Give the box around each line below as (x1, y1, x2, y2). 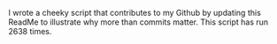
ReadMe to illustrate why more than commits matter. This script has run (8, 17, 269, 27)
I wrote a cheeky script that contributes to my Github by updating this (8, 8, 262, 18)
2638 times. (8, 26, 52, 36)
